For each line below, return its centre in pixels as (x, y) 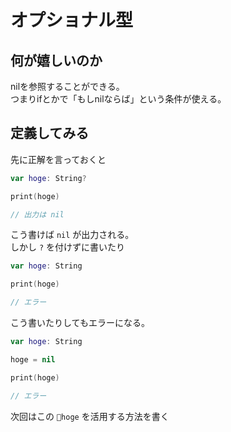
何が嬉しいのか (56, 60)
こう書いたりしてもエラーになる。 (80, 323)
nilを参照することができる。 (67, 86)
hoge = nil (33, 359)
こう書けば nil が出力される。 (72, 235)
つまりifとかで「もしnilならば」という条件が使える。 (118, 99)
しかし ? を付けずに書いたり (68, 247)
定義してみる (50, 133)
